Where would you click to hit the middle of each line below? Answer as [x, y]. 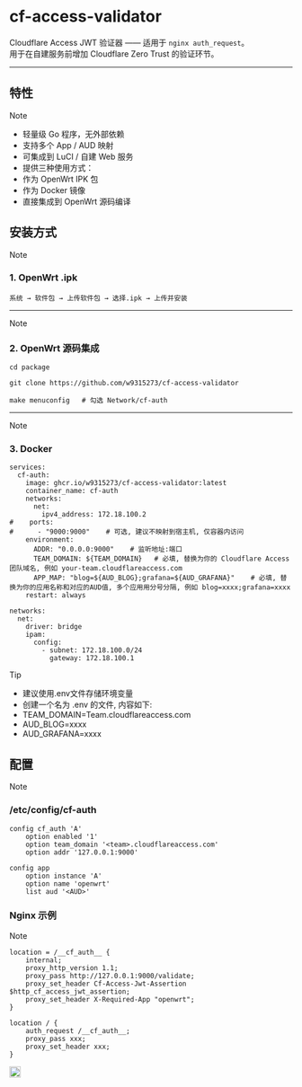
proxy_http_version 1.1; [72, 968]
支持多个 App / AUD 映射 [68, 145]
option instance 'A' [64, 876]
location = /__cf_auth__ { [60, 952]
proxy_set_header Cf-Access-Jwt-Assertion [106, 984]
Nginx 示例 [33, 915]
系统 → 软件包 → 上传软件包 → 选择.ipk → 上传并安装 [98, 298]
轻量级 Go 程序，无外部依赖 [73, 134]
